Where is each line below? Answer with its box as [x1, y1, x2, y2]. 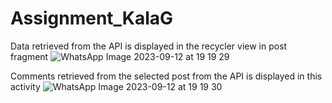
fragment [10, 50, 49, 62]
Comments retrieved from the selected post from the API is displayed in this [10, 70, 323, 82]
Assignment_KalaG [10, 7, 174, 30]
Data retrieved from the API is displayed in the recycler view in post [10, 40, 288, 52]
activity [10, 80, 41, 92]
